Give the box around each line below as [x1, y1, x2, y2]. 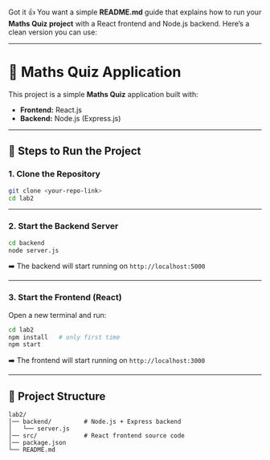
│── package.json [8, 439, 67, 447]
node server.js [8, 246, 59, 254]
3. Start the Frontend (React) [8, 292, 122, 303]
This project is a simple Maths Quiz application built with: [8, 89, 198, 99]
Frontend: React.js [19, 104, 83, 115]
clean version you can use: [8, 27, 98, 37]
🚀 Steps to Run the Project [8, 145, 141, 158]
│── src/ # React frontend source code [8, 432, 185, 440]
